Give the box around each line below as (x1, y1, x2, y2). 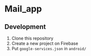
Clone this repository (11, 35, 54, 41)
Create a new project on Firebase (11, 41, 78, 46)
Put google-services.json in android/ (11, 46, 87, 51)
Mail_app (4, 3, 42, 14)
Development (4, 23, 46, 31)
